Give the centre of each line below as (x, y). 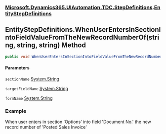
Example (16, 111)
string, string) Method (51, 45)
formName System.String (29, 98)
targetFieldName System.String (37, 88)
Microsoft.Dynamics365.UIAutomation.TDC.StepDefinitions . (80, 7)
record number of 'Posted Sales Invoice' (46, 127)
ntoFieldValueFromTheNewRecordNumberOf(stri (82, 37)
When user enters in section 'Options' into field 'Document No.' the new (78, 122)
